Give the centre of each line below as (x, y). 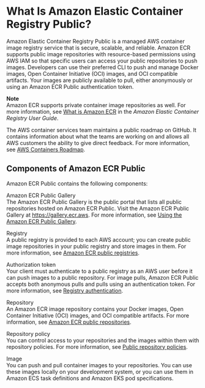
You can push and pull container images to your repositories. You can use (99, 365)
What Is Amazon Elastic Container (95, 11)
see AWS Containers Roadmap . (46, 149)
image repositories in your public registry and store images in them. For (96, 246)
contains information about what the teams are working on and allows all (98, 136)
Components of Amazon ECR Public (76, 169)
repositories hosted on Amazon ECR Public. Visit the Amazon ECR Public (98, 208)
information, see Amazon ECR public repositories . (69, 322)
